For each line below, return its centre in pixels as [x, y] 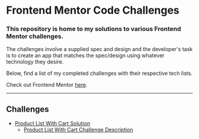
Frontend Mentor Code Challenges [93, 10]
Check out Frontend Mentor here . [47, 85]
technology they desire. [35, 62]
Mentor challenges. [35, 36]
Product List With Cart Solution [52, 124]
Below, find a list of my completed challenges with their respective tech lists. [99, 73]
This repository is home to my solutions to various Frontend [94, 29]
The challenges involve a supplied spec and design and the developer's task [99, 49]
